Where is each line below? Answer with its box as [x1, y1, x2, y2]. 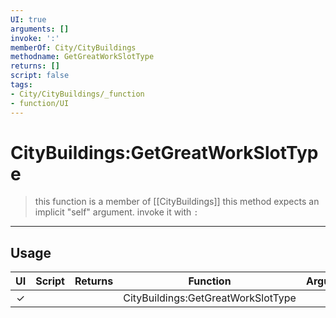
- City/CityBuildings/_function [10, 89, 145, 99]
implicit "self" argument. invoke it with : [34, 206, 199, 218]
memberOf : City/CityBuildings [10, 42, 137, 53]
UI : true [10, 14, 47, 25]
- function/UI [10, 98, 70, 108]
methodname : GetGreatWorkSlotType [10, 52, 155, 62]
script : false [10, 71, 70, 81]
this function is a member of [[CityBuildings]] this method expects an [34, 196, 320, 208]
